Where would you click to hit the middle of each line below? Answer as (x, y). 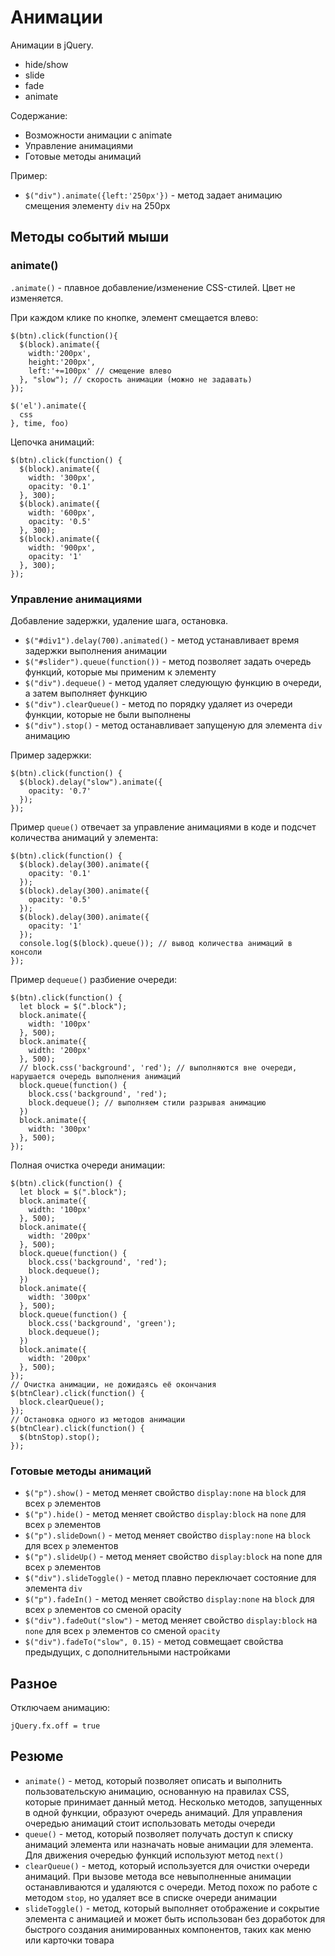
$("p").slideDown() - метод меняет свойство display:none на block (167, 1535)
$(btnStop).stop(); (60, 1437)
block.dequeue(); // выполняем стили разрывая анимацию (147, 1102)
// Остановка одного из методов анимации (98, 1419)
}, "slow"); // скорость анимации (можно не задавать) (136, 379)
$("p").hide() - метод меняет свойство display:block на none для (165, 1514)
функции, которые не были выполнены (108, 714)
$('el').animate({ (48, 406)
